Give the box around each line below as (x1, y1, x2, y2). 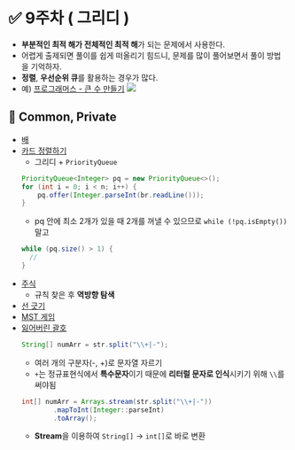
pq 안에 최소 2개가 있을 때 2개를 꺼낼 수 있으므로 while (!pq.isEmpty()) (34, 216, 288, 227)
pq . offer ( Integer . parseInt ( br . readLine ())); (37, 190, 205, 199)
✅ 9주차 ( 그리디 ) (8, 8, 130, 28)
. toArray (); (53, 414, 97, 423)
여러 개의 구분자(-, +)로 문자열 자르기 (34, 357, 163, 368)
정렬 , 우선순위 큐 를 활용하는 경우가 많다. (20, 72, 159, 82)
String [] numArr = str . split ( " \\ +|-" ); (20, 340, 169, 349)
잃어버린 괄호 (20, 322, 67, 333)
